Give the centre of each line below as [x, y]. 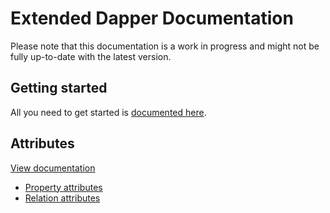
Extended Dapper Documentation [152, 18]
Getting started [59, 88]
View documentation [53, 168]
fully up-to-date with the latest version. [91, 56]
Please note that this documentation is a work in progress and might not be [165, 46]
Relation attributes [62, 198]
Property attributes [63, 187]
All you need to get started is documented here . [108, 112]
